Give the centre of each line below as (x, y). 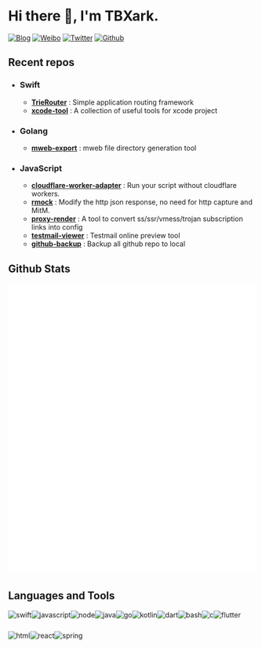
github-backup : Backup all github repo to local (108, 244)
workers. (45, 194)
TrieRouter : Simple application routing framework (113, 102)
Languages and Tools (62, 596)
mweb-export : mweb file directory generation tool (114, 148)
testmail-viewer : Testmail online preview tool (106, 236)
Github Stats (39, 269)
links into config (57, 227)
